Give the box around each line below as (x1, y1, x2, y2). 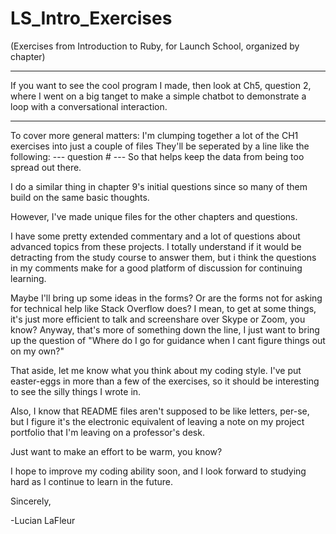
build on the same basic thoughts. (10, 191, 150, 203)
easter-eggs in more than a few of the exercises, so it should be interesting (10, 375, 320, 387)
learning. (10, 272, 47, 284)
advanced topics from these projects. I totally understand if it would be (10, 240, 302, 252)
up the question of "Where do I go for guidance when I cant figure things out (10, 334, 326, 346)
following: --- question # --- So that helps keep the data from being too (10, 150, 305, 162)
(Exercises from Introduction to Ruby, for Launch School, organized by (10, 40, 300, 52)
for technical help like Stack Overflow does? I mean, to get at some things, (10, 302, 317, 314)
